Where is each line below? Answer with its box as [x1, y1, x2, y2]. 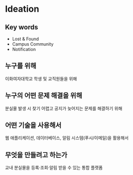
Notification [12, 47, 36, 52]
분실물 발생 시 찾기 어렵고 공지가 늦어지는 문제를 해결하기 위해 [5, 105, 123, 111]
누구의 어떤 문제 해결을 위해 [5, 92, 82, 100]
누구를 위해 [5, 62, 37, 70]
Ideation [5, 3, 40, 15]
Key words [5, 23, 38, 31]
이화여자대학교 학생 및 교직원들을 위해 [5, 75, 77, 81]
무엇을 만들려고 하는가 [5, 150, 67, 159]
